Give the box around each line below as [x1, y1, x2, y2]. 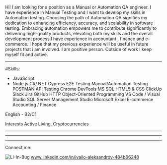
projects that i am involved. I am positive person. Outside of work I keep [5, 47, 152, 52]
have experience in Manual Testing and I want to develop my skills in [5, 9, 146, 15]
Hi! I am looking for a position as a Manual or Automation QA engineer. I [5, 4, 152, 10]
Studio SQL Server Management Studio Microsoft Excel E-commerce [12, 97, 154, 102]
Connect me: [5, 145, 32, 150]
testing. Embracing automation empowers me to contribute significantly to [5, 25, 157, 31]
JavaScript [12, 75, 35, 81]
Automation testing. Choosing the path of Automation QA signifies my [5, 15, 148, 20]
